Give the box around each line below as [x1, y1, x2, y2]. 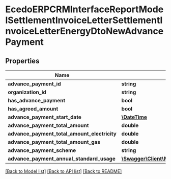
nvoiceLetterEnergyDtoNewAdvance [5, 26, 164, 37]
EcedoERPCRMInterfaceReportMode [5, 4, 164, 15]
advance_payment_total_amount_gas [8, 139, 101, 145]
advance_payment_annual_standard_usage [8, 155, 116, 162]
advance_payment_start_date [8, 114, 81, 121]
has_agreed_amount [8, 105, 59, 112]
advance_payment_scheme [8, 147, 76, 154]
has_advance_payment [8, 97, 65, 104]
